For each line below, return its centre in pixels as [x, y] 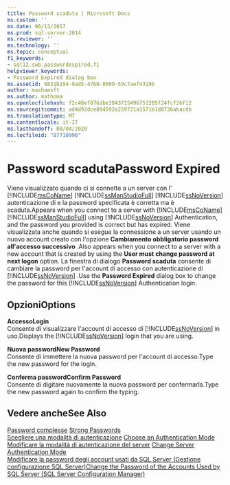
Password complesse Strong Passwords [64, 430]
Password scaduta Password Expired [114, 169]
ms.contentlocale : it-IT [43, 122]
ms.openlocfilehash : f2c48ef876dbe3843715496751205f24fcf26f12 [100, 103]
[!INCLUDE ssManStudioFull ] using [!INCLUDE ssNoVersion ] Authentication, [113, 217]
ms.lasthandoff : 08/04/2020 [47, 129]
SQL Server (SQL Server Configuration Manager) [76, 474]
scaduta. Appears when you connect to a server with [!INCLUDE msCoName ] [115, 210]
